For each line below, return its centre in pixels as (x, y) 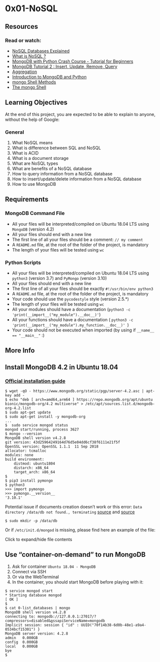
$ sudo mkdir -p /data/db (31, 521)
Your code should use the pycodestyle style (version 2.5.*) (71, 299)
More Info (20, 351)
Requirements (27, 200)
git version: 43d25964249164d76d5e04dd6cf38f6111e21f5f (63, 442)
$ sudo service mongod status (37, 425)
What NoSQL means (32, 142)
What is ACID (25, 153)
